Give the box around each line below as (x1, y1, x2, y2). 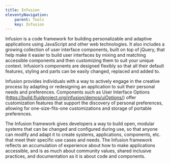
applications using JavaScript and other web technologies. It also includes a (5, 41, 165, 48)
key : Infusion (14, 21, 44, 27)
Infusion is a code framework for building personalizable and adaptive (5, 36, 152, 42)
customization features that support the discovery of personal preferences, (5, 100, 163, 106)
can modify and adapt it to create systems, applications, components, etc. (5, 131, 161, 138)
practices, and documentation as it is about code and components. (5, 153, 146, 159)
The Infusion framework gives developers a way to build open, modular (5, 121, 155, 127)
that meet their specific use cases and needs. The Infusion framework (5, 137, 153, 143)
